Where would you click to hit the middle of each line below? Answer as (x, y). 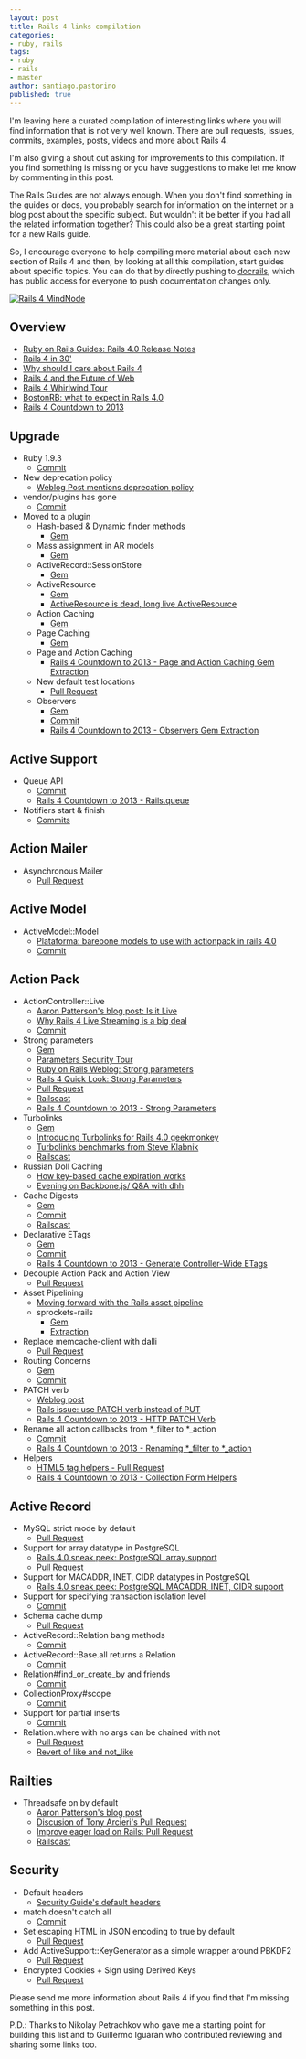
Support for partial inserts (71, 1713)
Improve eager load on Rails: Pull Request (115, 1832)
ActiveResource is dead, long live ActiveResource (143, 604)
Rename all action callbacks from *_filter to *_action (119, 1429)
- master (26, 78)
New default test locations (85, 681)
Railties (31, 1780)
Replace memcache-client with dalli (90, 1342)
